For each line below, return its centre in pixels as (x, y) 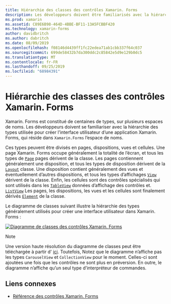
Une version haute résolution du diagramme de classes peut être (73, 246)
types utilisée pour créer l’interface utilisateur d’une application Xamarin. (81, 132)
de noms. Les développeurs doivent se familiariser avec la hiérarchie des (82, 127)
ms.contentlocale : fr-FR (32, 62)
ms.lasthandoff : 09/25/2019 (35, 67)
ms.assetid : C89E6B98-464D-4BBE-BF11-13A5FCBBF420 (60, 24)
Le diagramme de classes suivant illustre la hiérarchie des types (73, 206)
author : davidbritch (27, 34)
